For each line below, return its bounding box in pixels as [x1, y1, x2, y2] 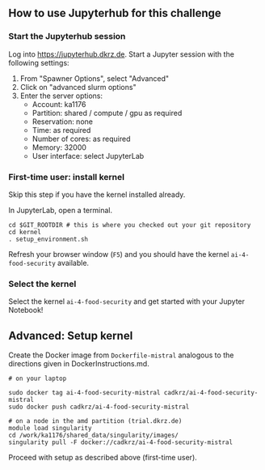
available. [57, 258, 90, 267]
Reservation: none [32, 117, 93, 126]
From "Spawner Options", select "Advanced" [19, 73, 170, 83]
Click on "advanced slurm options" [19, 82, 137, 92]
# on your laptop [8, 374, 67, 383]
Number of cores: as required [32, 134, 131, 143]
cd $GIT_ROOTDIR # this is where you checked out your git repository [8, 220, 251, 229]
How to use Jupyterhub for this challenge [8, 6, 222, 20]
